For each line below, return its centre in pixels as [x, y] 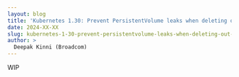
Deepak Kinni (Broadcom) [51, 47]
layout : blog [27, 14]
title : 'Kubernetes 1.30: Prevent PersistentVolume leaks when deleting [117, 21]
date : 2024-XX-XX [33, 27]
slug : [15, 34]
